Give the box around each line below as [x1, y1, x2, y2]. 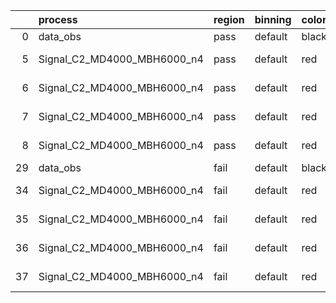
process [38, 13, 78, 26]
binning [254, 13, 292, 26]
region [213, 13, 245, 26]
